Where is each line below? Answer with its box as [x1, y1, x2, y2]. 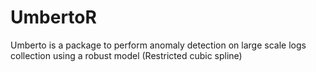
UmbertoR [10, 6, 97, 29]
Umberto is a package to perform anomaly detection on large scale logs [10, 39, 307, 51]
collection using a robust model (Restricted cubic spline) [10, 49, 243, 61]
